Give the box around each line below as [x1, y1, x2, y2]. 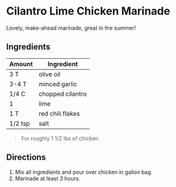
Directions [6, 153, 46, 163]
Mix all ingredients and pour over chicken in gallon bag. [14, 168, 152, 176]
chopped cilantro [39, 90, 87, 98]
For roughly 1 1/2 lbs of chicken [20, 134, 99, 142]
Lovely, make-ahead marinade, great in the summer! [6, 24, 136, 31]
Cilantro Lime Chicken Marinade [6, 4, 171, 18]
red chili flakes [39, 109, 80, 117]
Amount [9, 59, 33, 68]
